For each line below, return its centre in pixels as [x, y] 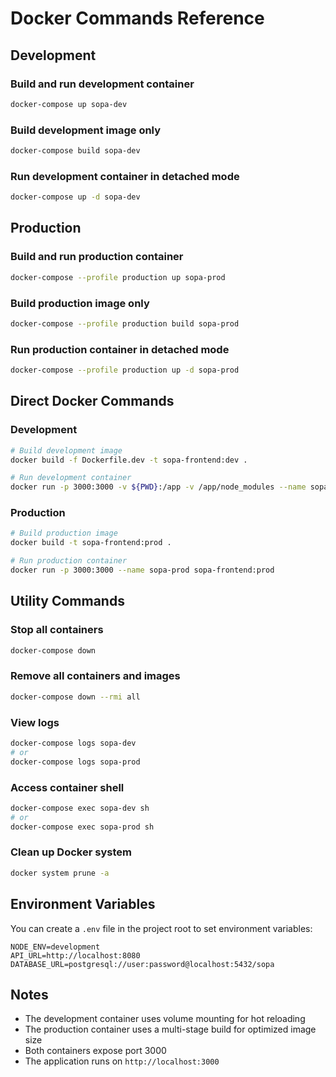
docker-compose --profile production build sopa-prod [125, 323]
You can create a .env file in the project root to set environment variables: [161, 928]
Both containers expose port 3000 [95, 1051]
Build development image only [86, 130]
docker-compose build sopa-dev [75, 151]
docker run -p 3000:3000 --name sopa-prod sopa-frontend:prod [142, 570]
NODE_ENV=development [55, 947]
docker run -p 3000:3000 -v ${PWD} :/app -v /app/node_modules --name [158, 487]
